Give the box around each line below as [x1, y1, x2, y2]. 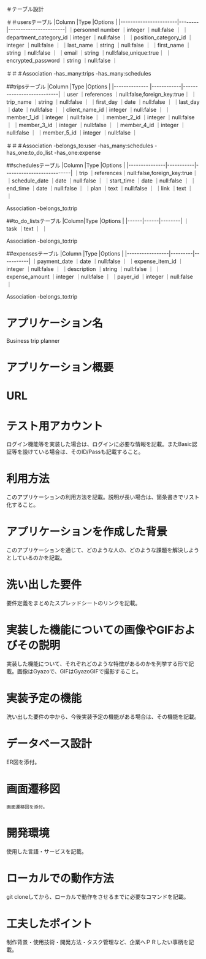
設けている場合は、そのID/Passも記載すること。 [22, 448, 144, 456]
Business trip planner [6, 337, 60, 344]
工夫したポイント [6, 917, 93, 931]
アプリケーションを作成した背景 [6, 525, 167, 539]
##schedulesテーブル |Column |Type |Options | [6, 162, 126, 169]
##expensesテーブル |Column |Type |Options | [6, 250, 124, 257]
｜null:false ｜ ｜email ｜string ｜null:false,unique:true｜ [22, 49, 164, 57]
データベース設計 [6, 737, 92, 751]
